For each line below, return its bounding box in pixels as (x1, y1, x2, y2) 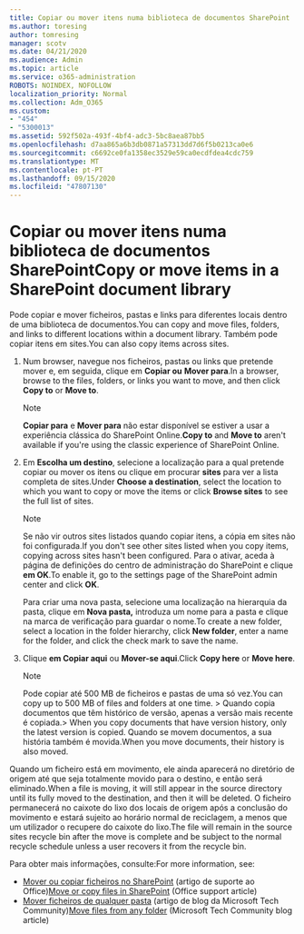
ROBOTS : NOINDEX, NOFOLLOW (9, 81, 112, 90)
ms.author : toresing (9, 22, 88, 31)
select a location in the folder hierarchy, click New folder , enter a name (22, 626, 289, 637)
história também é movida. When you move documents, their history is (22, 737, 285, 748)
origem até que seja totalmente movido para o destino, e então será (9, 773, 263, 784)
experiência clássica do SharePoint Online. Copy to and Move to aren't (22, 430, 286, 441)
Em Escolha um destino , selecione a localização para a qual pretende (22, 457, 284, 468)
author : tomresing (9, 30, 79, 39)
